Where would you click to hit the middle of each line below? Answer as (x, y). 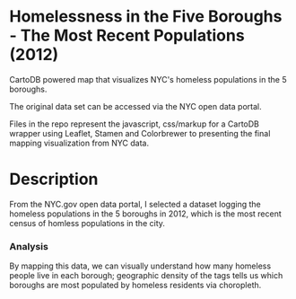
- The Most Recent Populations (127, 35)
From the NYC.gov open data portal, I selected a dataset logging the (135, 204)
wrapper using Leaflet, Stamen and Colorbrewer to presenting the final (140, 133)
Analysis (29, 246)
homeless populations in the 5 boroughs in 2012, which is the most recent (146, 214)
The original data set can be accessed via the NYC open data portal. (135, 106)
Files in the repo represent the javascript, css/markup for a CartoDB (135, 124)
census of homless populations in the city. (87, 223)
